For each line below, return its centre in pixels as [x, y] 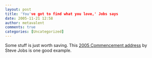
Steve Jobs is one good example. [38, 50]
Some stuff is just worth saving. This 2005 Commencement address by [76, 45]
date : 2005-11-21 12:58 [29, 18]
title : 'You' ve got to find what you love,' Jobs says [62, 14]
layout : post [18, 9]
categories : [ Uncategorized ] [34, 32]
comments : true [20, 27]
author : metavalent [25, 23]
